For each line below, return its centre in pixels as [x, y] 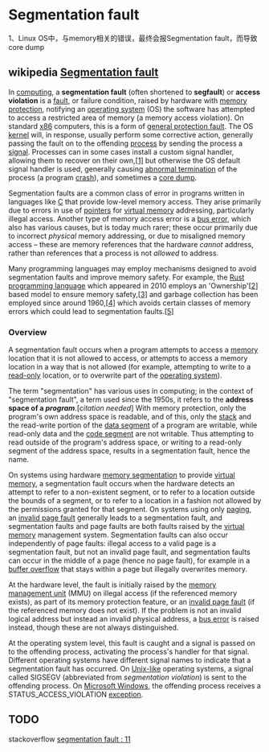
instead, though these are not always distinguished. [94, 628]
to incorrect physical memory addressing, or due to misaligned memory [127, 236]
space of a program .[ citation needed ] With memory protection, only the [127, 408]
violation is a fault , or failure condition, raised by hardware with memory [128, 100]
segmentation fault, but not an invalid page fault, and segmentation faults [129, 552]
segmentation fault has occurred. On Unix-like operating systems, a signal [131, 669]
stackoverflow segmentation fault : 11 [69, 739]
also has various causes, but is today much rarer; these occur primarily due [133, 227]
